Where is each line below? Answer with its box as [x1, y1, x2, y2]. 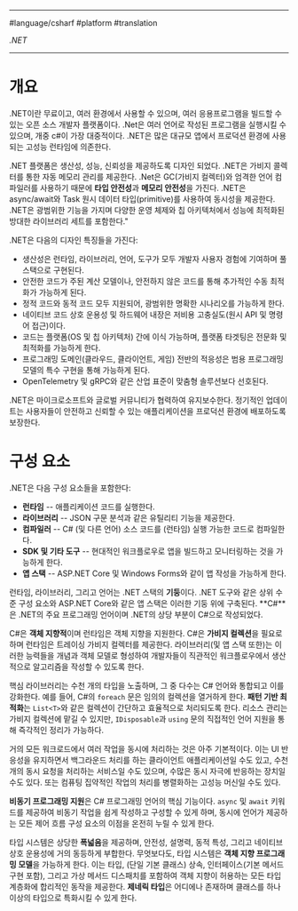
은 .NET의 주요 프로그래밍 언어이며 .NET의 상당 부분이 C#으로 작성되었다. [9, 609, 263, 619]
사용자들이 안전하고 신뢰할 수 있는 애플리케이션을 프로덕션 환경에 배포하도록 [25, 405, 286, 416]
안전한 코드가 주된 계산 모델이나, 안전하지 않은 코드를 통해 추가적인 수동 [21, 276, 269, 286]
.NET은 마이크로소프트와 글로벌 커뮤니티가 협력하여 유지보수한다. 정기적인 [9, 395, 264, 405]
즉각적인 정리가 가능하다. [18, 724, 105, 735]
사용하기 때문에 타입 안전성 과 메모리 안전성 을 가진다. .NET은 [39, 182, 247, 193]
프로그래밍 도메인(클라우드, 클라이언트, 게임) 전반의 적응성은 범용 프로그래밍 [21, 353, 284, 364]
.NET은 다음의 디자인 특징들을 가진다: [9, 235, 139, 245]
